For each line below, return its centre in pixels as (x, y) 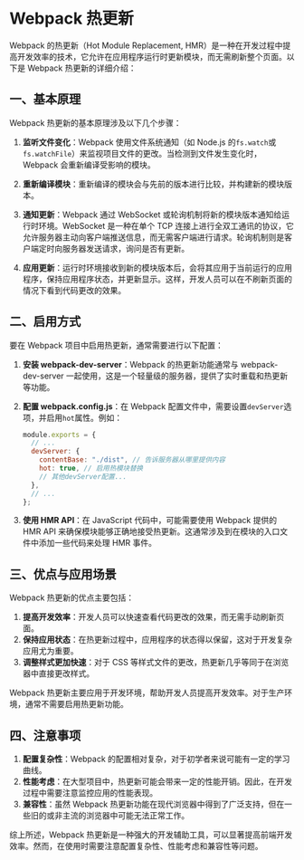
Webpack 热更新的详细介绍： (81, 68)
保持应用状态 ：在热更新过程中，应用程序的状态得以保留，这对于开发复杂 (157, 640)
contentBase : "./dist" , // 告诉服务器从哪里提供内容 (133, 460)
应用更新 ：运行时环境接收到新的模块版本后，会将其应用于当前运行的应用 (157, 267)
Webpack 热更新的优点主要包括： (72, 597)
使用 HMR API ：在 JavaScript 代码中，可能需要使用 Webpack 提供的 (150, 521)
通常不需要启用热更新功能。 (76, 704)
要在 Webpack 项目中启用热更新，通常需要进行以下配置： (116, 345)
